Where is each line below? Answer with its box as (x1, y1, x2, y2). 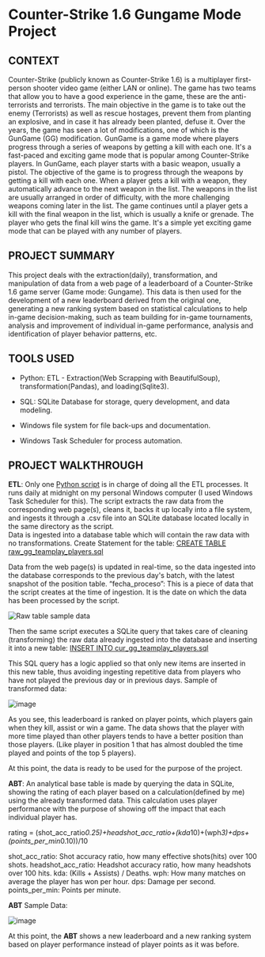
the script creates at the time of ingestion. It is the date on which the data (8, 587, 247, 597)
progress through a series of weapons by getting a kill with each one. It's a (8, 142, 252, 151)
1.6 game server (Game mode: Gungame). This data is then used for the (8, 287, 242, 296)
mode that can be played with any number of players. (8, 226, 183, 235)
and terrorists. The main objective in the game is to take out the (39, 101, 247, 109)
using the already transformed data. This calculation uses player (8, 796, 218, 805)
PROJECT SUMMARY (8, 249, 115, 263)
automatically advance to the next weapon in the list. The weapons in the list (8, 184, 258, 193)
